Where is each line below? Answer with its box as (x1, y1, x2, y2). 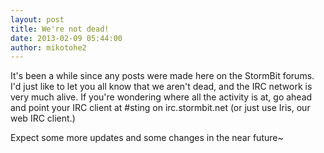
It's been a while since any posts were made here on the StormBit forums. (10, 70, 315, 82)
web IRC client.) (10, 112, 76, 125)
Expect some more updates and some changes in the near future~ (10, 132, 284, 144)
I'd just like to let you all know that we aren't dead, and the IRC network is (10, 81, 313, 93)
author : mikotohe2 (10, 42, 87, 53)
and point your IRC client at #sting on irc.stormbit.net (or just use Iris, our (10, 102, 311, 114)
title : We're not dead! (10, 24, 110, 34)
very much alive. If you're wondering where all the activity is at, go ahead (10, 91, 313, 103)
